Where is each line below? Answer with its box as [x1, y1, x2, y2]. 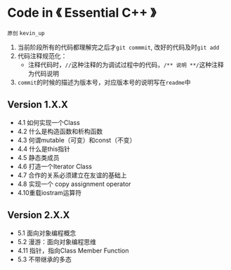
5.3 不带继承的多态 [17, 255, 72, 263]
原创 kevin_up [7, 29, 46, 36]
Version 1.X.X [7, 99, 68, 111]
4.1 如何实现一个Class [17, 118, 81, 126]
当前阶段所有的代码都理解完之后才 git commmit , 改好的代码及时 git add [17, 43, 220, 51]
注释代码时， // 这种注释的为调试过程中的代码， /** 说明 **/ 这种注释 [27, 60, 224, 69]
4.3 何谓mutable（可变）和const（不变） [17, 135, 136, 144]
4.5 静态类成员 [17, 153, 60, 161]
